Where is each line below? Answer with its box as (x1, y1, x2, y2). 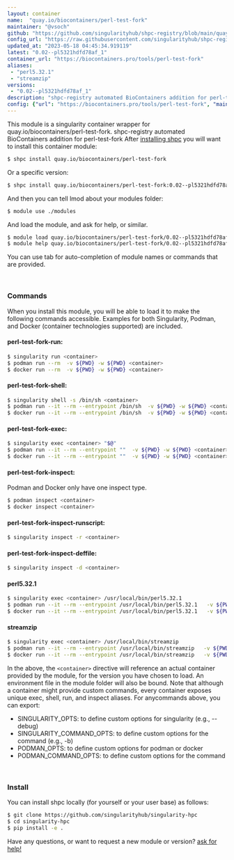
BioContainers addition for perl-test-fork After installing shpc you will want (7, 134, 221, 143)
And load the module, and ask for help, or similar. (7, 220, 148, 228)
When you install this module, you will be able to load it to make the (7, 307, 201, 315)
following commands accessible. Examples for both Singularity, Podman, (7, 314, 216, 322)
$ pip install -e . (7, 824, 64, 831)
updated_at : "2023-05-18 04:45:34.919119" (7, 42, 132, 49)
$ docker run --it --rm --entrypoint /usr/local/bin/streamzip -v (7, 651, 210, 658)
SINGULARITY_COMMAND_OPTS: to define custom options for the (17, 729, 209, 737)
